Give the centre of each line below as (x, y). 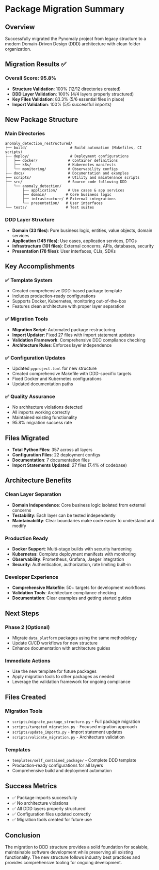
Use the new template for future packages (54, 671)
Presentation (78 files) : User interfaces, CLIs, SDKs (64, 251)
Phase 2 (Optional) (27, 627)
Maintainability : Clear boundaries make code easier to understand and (83, 520)
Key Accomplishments (40, 266)
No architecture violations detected (47, 407)
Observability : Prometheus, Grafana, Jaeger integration (68, 559)
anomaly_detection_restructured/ (39, 144)
